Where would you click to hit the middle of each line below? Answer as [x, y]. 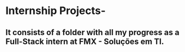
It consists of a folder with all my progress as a [92, 32]
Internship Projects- [56, 11]
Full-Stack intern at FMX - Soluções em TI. [85, 41]
